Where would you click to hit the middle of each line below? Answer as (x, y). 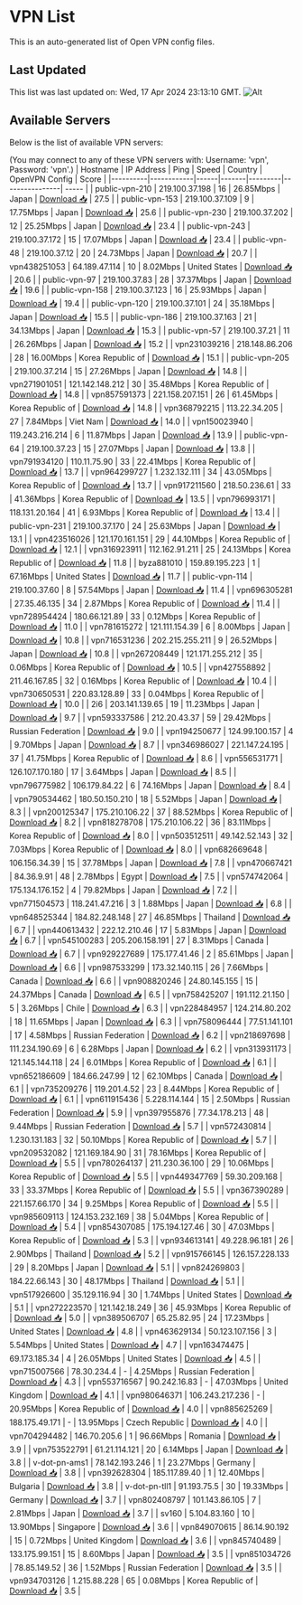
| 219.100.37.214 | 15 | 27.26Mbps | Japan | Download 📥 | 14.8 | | (128, 371)
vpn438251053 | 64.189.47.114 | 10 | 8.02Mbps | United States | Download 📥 (151, 266)
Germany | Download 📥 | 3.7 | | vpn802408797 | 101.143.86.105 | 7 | (135, 1499)
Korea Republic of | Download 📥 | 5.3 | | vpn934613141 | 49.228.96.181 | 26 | (151, 1240)
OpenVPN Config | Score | (58, 179)
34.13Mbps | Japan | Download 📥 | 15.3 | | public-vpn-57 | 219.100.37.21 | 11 (150, 330)
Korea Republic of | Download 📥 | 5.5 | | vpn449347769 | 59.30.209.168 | (146, 1176)
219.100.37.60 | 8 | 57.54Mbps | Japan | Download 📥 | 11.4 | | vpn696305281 (151, 590)
